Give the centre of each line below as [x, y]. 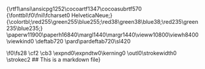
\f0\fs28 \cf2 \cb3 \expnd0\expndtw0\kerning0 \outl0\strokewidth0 [91, 53]
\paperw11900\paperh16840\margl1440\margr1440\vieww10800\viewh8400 [102, 35]
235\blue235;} [24, 28]
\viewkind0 [20, 41]
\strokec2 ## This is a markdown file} [54, 60]
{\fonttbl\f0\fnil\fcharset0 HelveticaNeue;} [59, 15]
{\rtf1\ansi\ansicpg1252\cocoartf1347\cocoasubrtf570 [74, 9]
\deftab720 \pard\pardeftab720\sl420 [83, 41]
